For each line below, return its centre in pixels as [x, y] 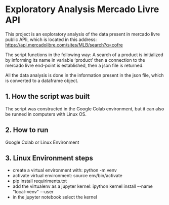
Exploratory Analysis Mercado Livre [82, 9]
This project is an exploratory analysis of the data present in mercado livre [83, 34]
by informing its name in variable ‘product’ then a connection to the [75, 60]
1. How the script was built [48, 96]
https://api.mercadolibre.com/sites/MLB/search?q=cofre [64, 45]
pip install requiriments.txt [40, 181]
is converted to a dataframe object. [42, 80]
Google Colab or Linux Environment [42, 142]
